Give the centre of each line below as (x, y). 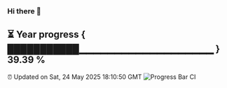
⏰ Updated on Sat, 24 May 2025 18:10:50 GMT (75, 77)
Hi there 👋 (25, 11)
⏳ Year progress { (47, 35)
